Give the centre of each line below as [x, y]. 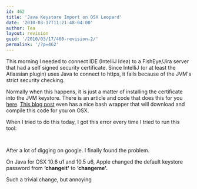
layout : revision [27, 34]
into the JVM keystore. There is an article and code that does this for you [94, 97]
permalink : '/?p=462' [33, 45]
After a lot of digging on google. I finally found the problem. [78, 150]
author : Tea [21, 28]
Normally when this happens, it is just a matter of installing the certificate [95, 92]
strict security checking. [35, 80]
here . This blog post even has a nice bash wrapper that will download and [96, 104]
